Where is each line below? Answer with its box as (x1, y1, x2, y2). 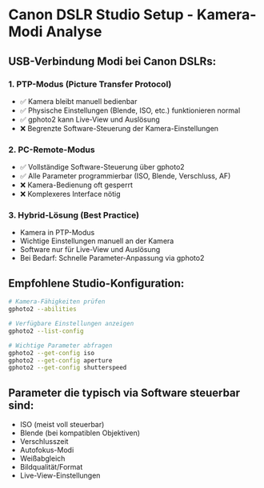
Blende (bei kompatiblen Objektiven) (19, 428, 141, 438)
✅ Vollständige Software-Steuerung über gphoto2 (19, 162, 186, 172)
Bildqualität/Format (19, 462, 83, 472)
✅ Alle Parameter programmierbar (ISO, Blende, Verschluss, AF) (19, 171, 231, 181)
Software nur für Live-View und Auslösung (19, 245, 161, 254)
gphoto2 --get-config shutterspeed (8, 364, 127, 372)
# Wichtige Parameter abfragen (8, 342, 113, 350)
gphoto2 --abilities (8, 306, 78, 314)
